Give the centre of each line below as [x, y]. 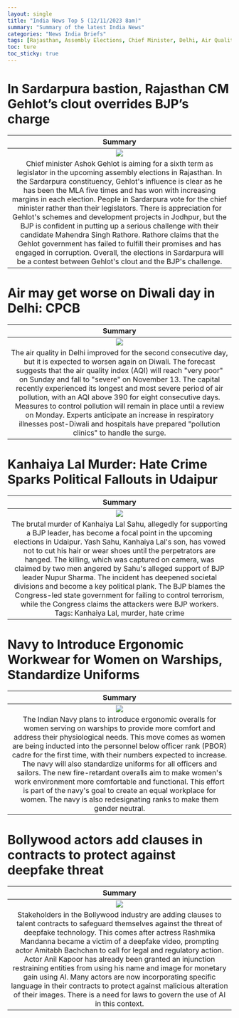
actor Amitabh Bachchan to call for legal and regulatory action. [119, 950]
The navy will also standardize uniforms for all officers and [119, 764]
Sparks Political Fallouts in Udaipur [113, 479]
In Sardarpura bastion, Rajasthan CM [118, 89]
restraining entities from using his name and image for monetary [119, 967]
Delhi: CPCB [44, 308]
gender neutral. [119, 808]
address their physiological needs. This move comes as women [119, 737]
